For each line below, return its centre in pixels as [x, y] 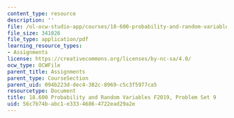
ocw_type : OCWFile [34, 65]
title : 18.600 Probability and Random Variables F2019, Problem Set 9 [112, 98]
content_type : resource [42, 14]
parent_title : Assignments [46, 71]
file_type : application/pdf [48, 40]
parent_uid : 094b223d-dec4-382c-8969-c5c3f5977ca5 [82, 85]
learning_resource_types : [45, 46]
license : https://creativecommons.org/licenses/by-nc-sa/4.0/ [99, 59]
